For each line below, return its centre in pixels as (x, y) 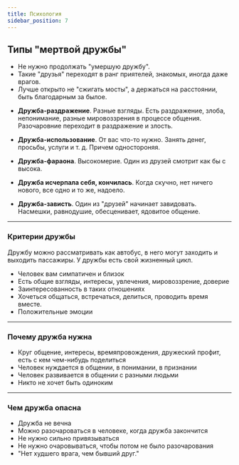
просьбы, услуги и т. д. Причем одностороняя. (89, 148)
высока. (30, 169)
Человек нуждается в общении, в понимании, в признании (107, 367)
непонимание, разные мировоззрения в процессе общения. (110, 118)
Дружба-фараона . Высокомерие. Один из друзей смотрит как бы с (122, 161)
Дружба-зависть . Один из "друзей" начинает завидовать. (107, 204)
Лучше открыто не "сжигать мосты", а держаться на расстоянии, (117, 89)
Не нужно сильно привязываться (68, 439)
